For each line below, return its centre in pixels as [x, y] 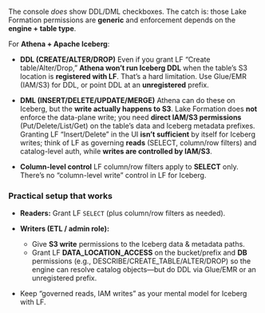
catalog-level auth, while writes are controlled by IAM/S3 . [116, 151]
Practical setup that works [61, 196]
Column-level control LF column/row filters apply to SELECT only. [129, 166]
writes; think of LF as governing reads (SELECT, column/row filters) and [138, 143]
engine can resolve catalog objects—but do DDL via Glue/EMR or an [144, 270]
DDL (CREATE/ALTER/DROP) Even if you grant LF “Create [115, 59]
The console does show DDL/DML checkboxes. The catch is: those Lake [128, 12]
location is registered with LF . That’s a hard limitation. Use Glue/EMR [133, 76]
